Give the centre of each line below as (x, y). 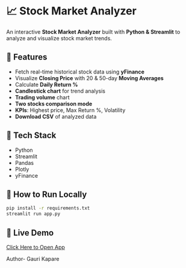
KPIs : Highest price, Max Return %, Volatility (70, 110)
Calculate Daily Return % (46, 84)
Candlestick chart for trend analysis (60, 91)
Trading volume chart (42, 97)
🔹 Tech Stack (31, 136)
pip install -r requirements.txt (48, 208)
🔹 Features (27, 57)
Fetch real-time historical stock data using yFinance (79, 72)
